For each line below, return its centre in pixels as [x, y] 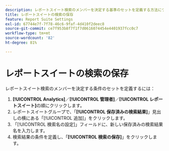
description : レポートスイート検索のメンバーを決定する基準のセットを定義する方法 [82, 10]
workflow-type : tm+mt [28, 33]
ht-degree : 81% [21, 43]
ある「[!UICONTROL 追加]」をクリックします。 [79, 118]
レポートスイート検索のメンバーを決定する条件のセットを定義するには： [80, 88]
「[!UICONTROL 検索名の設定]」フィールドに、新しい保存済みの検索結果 [88, 124]
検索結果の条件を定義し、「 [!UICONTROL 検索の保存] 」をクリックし [82, 137]
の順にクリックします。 [60, 105]
